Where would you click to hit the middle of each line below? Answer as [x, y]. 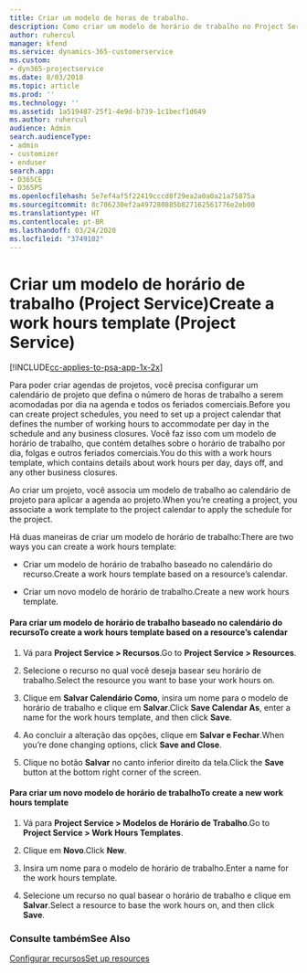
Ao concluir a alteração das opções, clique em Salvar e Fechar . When [153, 735]
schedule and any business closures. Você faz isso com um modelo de [143, 434]
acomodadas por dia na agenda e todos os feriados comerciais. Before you [150, 405]
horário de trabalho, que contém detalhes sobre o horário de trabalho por [148, 443]
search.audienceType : [51, 137]
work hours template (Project [122, 323]
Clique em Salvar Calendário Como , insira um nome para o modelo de [155, 698]
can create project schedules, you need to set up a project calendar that [145, 414]
